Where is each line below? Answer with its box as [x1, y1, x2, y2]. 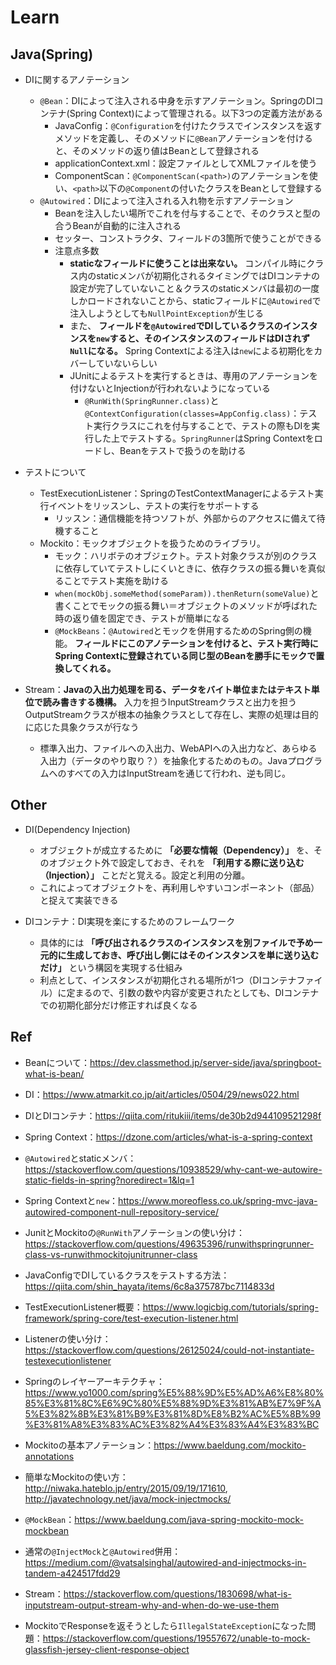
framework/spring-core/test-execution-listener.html [24, 1312, 239, 1324]
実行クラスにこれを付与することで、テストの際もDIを [93, 420, 312, 431]
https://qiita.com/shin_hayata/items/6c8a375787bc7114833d [24, 1280, 275, 1292]
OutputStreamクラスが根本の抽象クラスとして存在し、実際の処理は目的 [24, 709, 319, 720]
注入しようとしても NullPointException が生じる [69, 307, 264, 319]
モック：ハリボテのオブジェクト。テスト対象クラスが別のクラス [54, 550, 318, 561]
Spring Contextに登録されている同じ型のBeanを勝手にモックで [54, 650, 317, 661]
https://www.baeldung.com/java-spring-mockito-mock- [74, 1513, 305, 1525]
